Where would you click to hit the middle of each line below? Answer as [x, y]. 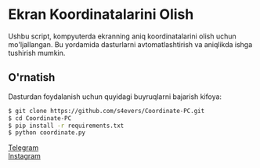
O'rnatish [32, 77]
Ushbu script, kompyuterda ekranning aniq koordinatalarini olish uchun [122, 36]
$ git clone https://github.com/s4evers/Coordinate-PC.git [107, 111]
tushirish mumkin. [37, 53]
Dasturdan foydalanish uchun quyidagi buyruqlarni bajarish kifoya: [115, 97]
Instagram [24, 156]
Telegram [23, 148]
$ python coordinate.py [47, 133]
